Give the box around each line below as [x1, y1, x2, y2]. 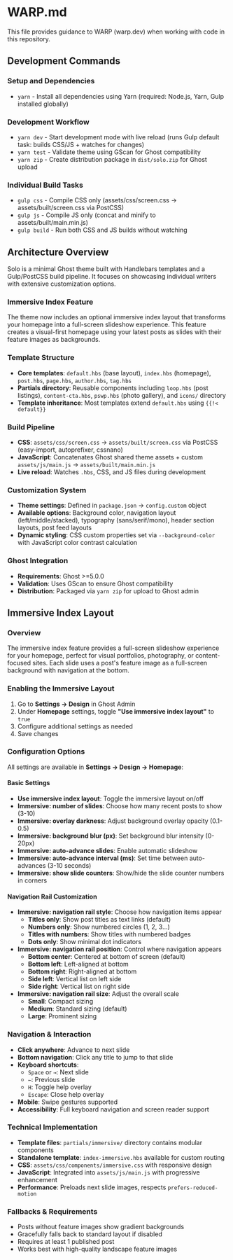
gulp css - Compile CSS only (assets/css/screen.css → [17, 196, 177, 205]
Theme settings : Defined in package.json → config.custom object [17, 501, 206, 510]
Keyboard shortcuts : [17, 1060, 79, 1069]
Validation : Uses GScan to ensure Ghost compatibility [17, 579, 174, 588]
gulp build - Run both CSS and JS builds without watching [17, 226, 188, 235]
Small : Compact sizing [27, 997, 93, 1006]
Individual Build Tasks [7, 180, 84, 190]
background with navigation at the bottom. [7, 666, 129, 674]
